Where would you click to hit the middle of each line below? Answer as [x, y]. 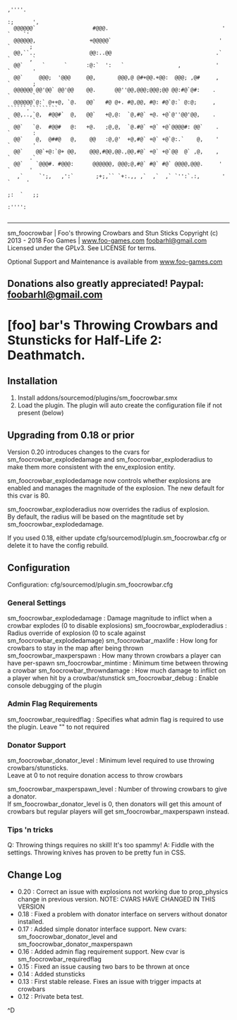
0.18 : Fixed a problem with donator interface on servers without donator [122, 914]
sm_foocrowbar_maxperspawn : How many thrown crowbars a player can [114, 656]
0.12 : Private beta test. [50, 997]
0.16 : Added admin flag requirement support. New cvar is [101, 952]
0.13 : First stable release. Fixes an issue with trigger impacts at [109, 982]
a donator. [22, 796]
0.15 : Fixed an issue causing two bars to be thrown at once [103, 966]
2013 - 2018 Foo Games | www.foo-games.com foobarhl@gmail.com [107, 240]
